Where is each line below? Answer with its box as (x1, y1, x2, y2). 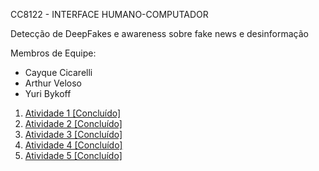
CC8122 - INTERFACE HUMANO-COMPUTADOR (10, 9, 209, 20)
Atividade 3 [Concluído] (24, 129, 123, 140)
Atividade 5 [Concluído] (24, 150, 123, 161)
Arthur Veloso (24, 77, 82, 89)
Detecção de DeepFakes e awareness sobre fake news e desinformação (10, 28, 309, 39)
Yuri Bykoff (24, 88, 72, 99)
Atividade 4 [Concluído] (24, 139, 123, 151)
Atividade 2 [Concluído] (24, 118, 123, 129)
